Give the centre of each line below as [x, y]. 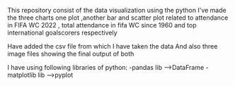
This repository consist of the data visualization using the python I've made [117, 10]
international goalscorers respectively [63, 32]
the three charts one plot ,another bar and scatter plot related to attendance [118, 18]
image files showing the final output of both [71, 54]
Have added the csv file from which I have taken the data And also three [113, 46]
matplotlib [22, 75]
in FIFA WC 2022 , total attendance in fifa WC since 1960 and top [102, 25]
